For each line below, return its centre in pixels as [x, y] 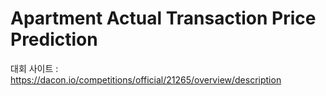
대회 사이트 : [34, 68]
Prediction [54, 39]
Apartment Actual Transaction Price [163, 18]
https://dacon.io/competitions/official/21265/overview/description [146, 79]
